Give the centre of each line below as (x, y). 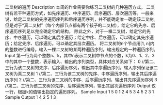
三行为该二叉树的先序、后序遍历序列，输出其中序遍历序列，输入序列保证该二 (81, 67)
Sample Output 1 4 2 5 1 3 (31, 97)
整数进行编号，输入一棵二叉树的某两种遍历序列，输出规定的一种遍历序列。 (83, 49)
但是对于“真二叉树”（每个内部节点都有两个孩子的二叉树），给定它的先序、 (78, 25)
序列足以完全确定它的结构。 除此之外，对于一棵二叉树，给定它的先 (84, 31)
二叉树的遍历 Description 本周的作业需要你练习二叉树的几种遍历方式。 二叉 (80, 7)
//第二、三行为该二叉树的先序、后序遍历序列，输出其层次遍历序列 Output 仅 (81, 86)
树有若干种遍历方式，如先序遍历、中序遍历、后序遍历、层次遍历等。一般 (77, 13)
